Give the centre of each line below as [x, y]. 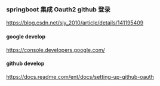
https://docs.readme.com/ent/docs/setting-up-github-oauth [80, 76]
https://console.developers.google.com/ [56, 50]
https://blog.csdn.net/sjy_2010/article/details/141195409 [75, 23]
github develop [25, 63]
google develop [26, 36]
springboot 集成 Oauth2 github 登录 [58, 9]
